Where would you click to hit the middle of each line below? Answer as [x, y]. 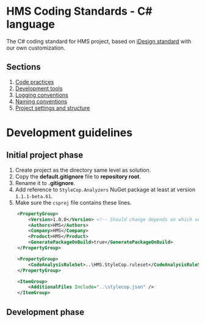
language [31, 24]
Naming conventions [41, 101]
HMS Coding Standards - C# [79, 11]
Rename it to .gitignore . [45, 183]
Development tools [39, 88]
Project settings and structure [52, 108]
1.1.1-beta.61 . [34, 196]
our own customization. [36, 48]
